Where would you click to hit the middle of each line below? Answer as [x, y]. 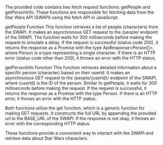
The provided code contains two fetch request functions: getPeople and [78, 7]
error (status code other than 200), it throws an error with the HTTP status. [81, 58]
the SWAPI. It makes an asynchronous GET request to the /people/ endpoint [81, 32]
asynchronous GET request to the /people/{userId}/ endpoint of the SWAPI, [81, 78]
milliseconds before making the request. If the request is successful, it [76, 88]
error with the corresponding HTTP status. [48, 124]
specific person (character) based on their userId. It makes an [68, 72]
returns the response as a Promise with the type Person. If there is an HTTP [81, 93]
